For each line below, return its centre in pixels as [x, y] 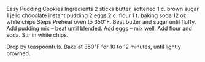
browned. [18, 53]
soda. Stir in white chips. [37, 35]
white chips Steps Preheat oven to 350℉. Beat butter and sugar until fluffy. [101, 22]
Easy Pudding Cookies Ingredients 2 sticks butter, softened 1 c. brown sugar [103, 9]
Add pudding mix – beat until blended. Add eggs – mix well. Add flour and [99, 28]
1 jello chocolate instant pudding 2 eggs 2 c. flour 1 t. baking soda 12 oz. [97, 15]
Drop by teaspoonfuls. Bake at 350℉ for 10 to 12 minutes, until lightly [94, 47]
